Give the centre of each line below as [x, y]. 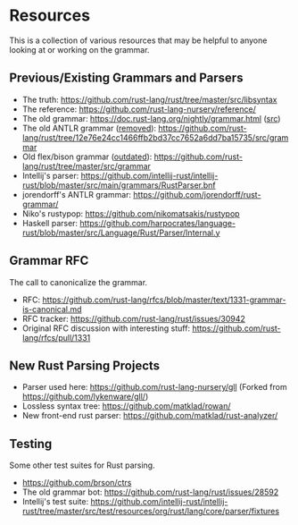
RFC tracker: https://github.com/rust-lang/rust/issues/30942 [133, 318]
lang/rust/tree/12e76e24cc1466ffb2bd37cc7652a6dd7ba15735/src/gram [155, 137]
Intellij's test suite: [55, 502]
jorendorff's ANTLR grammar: [77, 194]
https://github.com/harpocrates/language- [158, 223]
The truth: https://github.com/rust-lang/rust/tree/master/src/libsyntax [149, 99]
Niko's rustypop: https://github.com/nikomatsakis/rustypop [131, 213]
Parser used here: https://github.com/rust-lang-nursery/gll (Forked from [154, 387]
